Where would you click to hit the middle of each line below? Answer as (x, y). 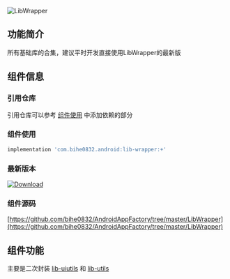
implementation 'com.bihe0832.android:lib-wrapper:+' (87, 149)
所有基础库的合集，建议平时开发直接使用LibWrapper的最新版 (94, 52)
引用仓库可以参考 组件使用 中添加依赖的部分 (70, 114)
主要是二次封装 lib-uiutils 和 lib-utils (58, 269)
